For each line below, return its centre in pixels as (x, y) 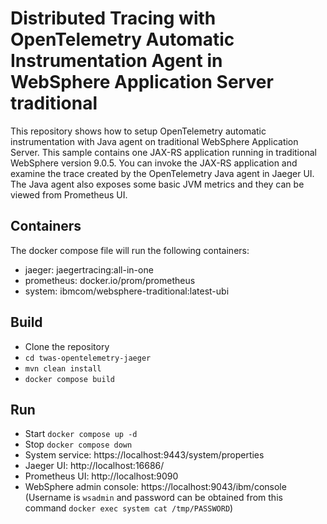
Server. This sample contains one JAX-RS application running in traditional (163, 152)
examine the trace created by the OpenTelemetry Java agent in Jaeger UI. (162, 173)
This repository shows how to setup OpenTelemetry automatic (138, 131)
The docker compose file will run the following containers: (130, 250)
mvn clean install (63, 368)
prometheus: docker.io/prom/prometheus (110, 280)
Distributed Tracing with (113, 18)
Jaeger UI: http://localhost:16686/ (94, 466)
